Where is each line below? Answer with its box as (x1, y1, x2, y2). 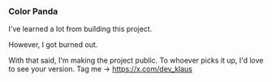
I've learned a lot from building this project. (8, 24, 153, 34)
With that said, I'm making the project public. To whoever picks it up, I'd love (8, 55, 264, 66)
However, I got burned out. (8, 40, 98, 50)
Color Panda (8, 6, 58, 17)
